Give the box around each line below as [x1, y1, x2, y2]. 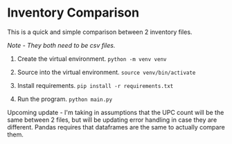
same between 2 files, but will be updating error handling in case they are [7, 116, 217, 124]
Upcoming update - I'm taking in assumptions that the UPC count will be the [7, 108, 224, 116]
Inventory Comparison [7, 5, 140, 21]
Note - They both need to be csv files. [7, 41, 116, 49]
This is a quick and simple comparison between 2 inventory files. [7, 28, 193, 36]
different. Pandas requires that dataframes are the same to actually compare [7, 123, 225, 131]
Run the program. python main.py [17, 95, 113, 103]
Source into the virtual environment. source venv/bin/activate [17, 68, 196, 76]
